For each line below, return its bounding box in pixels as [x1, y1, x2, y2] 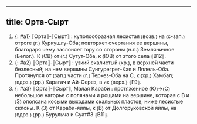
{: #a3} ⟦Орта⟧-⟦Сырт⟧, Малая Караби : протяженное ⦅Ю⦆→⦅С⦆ [14, 85, 170, 92]
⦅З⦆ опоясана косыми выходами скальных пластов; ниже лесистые [14, 98, 184, 105]
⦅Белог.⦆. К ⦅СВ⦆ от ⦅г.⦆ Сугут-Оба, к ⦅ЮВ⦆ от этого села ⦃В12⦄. [14, 52, 166, 59]
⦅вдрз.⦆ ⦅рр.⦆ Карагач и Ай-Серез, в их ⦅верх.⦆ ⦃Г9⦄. [14, 78, 142, 85]
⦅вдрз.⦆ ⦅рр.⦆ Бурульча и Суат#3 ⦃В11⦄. [14, 111, 109, 118]
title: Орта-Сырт [6, 17, 69, 27]
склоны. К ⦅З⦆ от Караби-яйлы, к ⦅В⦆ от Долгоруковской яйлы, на [14, 104, 177, 111]
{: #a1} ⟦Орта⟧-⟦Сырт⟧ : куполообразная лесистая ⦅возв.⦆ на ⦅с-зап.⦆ [14, 33, 185, 40]
